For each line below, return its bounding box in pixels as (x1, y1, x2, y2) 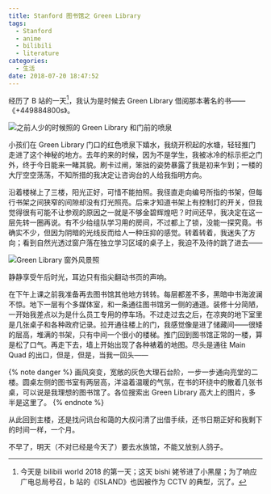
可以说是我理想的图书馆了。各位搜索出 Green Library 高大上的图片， (22, 387, 249, 397)
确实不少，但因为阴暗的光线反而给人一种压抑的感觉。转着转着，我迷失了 (8, 228, 248, 238)
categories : (8, 57, 48, 65)
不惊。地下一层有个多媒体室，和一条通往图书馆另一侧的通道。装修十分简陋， (8, 300, 263, 310)
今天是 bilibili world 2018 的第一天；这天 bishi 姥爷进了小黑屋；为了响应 (19, 467, 257, 477)
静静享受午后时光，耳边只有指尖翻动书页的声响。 (8, 272, 171, 282)
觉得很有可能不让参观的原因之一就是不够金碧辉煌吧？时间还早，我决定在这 (8, 208, 256, 217)
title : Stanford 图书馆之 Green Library (8, 11, 141, 20)
